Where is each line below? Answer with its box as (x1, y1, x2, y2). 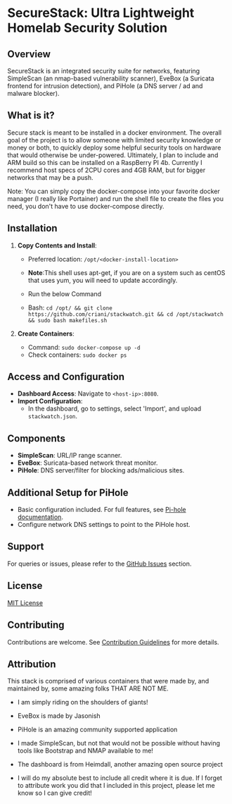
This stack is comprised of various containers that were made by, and (7, 677, 210, 686)
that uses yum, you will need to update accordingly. (27, 276, 178, 284)
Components (7, 432, 65, 444)
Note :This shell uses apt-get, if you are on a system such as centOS (27, 268, 226, 276)
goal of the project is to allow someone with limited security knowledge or (7, 135, 221, 144)
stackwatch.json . (27, 412, 78, 420)
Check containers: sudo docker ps (27, 351, 127, 359)
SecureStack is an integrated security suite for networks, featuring (7, 67, 200, 75)
